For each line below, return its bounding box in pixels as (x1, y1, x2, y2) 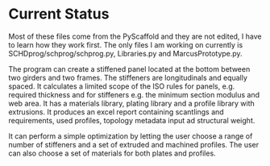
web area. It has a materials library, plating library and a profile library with (8, 98, 255, 108)
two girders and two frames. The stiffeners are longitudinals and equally (8, 73, 248, 82)
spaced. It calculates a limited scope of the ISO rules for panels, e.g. (8, 81, 235, 91)
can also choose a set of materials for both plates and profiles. (8, 148, 216, 158)
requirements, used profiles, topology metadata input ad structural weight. (8, 115, 255, 125)
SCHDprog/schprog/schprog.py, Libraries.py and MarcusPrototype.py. (8, 48, 243, 58)
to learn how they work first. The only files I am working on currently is (8, 39, 243, 49)
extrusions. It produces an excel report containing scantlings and (8, 106, 224, 117)
